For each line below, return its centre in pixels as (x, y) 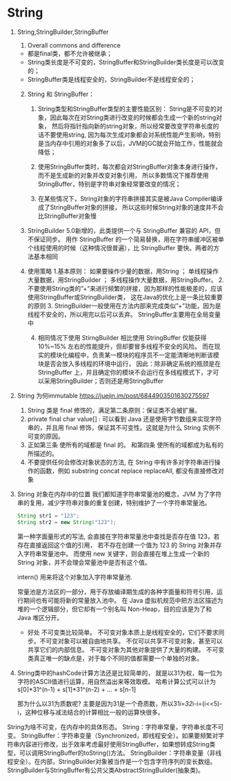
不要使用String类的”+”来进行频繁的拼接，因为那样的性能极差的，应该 (125, 288)
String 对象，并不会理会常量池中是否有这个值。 (84, 562)
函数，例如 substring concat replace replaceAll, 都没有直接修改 (129, 471)
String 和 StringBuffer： (61, 94)
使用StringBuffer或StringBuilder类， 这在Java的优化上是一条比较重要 (125, 297)
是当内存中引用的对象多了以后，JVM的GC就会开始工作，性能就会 (130, 143)
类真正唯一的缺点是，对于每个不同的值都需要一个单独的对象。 (115, 658)
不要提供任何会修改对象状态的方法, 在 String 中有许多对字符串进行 (121, 462)
